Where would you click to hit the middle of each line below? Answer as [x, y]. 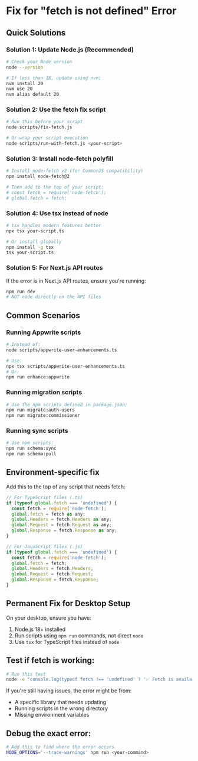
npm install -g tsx [30, 247]
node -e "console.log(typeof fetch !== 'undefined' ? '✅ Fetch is [90, 679]
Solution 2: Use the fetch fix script [56, 109]
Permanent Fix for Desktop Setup [68, 603]
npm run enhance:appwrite [38, 377]
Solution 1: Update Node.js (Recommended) [70, 50]
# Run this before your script [44, 122]
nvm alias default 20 [33, 95]
